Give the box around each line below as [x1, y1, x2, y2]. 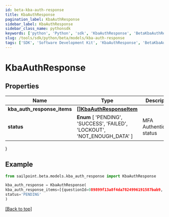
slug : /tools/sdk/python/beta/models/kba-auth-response [5, 36, 125, 41]
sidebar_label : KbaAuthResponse [5, 21, 73, 27]
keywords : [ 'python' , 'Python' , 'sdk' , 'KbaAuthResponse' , [5, 31, 132, 36]
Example [5, 160, 33, 169]
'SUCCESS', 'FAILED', [76, 120, 128, 127]
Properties [5, 82, 39, 91]
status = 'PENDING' [5, 192, 42, 197]
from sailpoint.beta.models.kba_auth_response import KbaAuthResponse [5, 174, 156, 179]
